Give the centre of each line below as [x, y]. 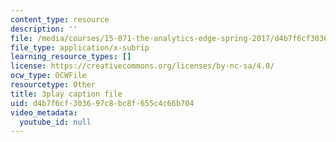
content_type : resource [60, 19]
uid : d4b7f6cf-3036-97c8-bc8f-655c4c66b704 [102, 103]
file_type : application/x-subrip [80, 47]
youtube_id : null [55, 122]
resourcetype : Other [53, 85]
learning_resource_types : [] [71, 57]
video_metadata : [44, 112]
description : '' [44, 29]
